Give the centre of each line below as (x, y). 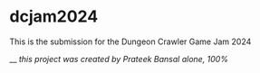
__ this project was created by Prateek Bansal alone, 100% (119, 59)
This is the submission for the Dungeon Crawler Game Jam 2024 (130, 41)
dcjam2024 (54, 17)
